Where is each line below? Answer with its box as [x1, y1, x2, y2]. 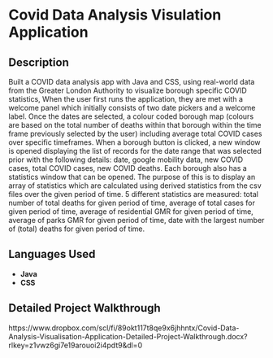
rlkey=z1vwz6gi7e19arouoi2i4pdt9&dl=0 [8, 340, 143, 350]
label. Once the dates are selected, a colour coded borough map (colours [8, 111, 254, 121]
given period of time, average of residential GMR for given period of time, [8, 207, 253, 216]
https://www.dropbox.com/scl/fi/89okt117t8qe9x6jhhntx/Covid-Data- [8, 323, 240, 333]
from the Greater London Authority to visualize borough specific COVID [8, 85, 248, 95]
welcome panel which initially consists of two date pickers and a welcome [8, 103, 256, 112]
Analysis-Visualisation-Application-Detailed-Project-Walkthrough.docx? [8, 331, 248, 341]
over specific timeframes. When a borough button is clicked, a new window [8, 138, 262, 147]
